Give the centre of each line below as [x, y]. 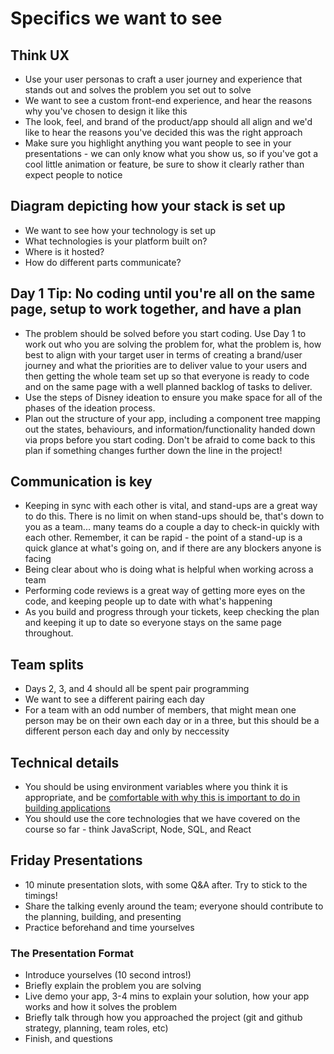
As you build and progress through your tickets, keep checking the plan [172, 612]
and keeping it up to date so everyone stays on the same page [153, 623]
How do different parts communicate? [103, 262]
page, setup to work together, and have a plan [156, 309]
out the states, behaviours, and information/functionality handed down [170, 429]
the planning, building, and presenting [103, 916]
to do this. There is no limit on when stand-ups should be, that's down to [174, 516]
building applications [67, 808]
